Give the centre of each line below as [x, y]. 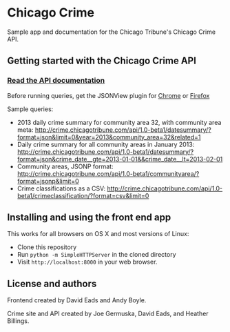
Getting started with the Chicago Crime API [102, 61]
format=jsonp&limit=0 [48, 181]
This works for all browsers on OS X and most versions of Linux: [98, 234]
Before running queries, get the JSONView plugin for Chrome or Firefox [108, 95]
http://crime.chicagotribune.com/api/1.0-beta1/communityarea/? [108, 173]
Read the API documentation [56, 81]
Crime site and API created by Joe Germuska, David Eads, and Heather [108, 314]
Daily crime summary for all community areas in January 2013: [106, 144]
